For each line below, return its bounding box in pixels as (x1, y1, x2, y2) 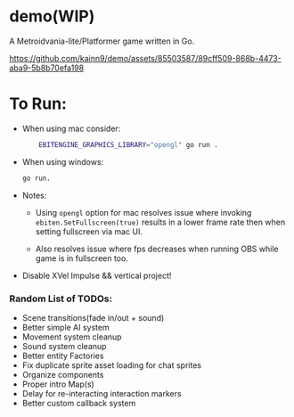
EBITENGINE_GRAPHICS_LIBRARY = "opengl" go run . (38, 140, 218, 149)
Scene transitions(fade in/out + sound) (21, 312, 165, 323)
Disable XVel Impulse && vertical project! (21, 270, 172, 281)
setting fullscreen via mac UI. (35, 225, 143, 237)
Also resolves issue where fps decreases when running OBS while (35, 243, 279, 254)
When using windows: (21, 156, 104, 167)
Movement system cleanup (21, 331, 122, 342)
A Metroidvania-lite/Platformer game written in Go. (9, 36, 195, 46)
